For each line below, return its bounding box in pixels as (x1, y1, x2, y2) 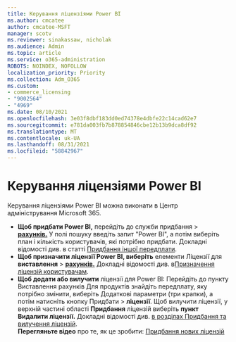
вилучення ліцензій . (17, 319, 77, 328)
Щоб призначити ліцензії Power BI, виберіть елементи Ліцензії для (17, 252, 223, 260)
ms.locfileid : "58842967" (7, 148, 83, 155)
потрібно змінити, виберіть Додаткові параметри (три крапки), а (17, 289, 213, 298)
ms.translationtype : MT (7, 128, 77, 135)
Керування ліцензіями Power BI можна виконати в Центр (7, 201, 178, 210)
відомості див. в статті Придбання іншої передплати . (17, 244, 178, 253)
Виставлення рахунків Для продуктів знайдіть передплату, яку (17, 282, 208, 291)
